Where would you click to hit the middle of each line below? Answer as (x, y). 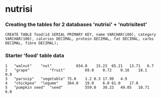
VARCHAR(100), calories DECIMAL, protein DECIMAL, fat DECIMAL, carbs (80, 39)
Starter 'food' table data (35, 56)
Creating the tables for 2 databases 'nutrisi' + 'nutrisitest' (76, 25)
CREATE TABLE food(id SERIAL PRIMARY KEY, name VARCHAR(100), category (80, 35)
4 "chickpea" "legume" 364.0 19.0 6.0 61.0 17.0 (72, 83)
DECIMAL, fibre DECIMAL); (32, 43)
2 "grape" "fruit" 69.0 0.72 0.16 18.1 (76, 70)
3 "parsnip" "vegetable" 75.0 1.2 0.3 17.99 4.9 (66, 79)
